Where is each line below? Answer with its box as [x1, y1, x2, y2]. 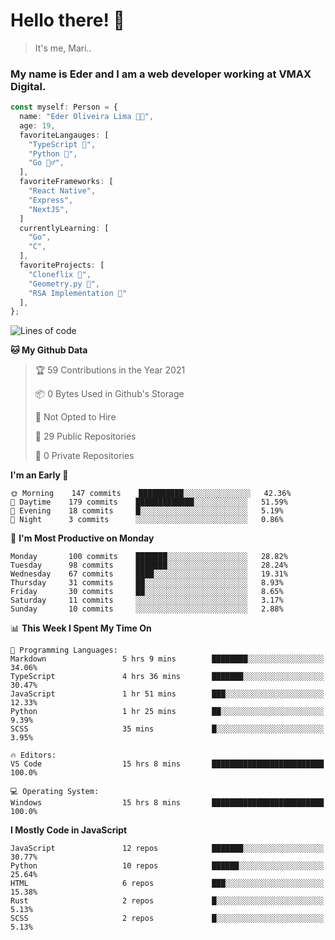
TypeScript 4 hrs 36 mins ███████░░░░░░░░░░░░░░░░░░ [10, 672, 325, 682]
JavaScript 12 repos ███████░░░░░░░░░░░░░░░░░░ [10, 844, 325, 854]
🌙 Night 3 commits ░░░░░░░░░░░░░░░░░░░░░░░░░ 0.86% [10, 515, 284, 525]
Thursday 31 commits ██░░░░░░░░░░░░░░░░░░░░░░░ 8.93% [10, 578, 284, 588]
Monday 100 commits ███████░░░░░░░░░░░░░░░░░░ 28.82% [10, 552, 288, 562]
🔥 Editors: [10, 750, 57, 761]
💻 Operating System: [10, 787, 100, 797]
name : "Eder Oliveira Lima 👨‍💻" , [19, 112, 155, 122]
